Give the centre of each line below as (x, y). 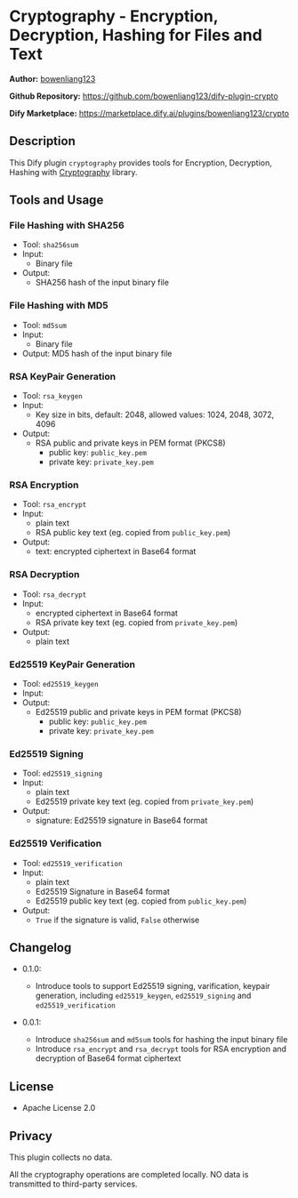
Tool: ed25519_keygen (60, 683)
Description (42, 141)
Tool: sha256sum (50, 245)
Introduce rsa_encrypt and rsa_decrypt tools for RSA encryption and (161, 1049)
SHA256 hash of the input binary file (102, 283)
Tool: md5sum (44, 325)
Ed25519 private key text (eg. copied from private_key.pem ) (145, 801)
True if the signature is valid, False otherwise (117, 920)
